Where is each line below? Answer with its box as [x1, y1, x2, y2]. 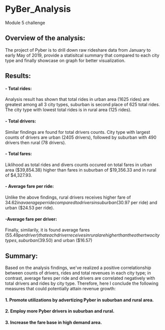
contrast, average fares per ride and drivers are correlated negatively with [5, 275, 155, 281]
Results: [5, 72, 31, 80]
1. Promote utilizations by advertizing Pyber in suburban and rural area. [5, 297, 154, 303]
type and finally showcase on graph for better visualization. [5, 58, 126, 63]
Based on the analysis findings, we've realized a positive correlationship [5, 265, 152, 270]
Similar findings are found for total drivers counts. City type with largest [5, 129, 150, 135]
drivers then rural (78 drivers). [5, 139, 66, 146]
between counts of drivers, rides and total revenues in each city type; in [5, 270, 151, 276]
